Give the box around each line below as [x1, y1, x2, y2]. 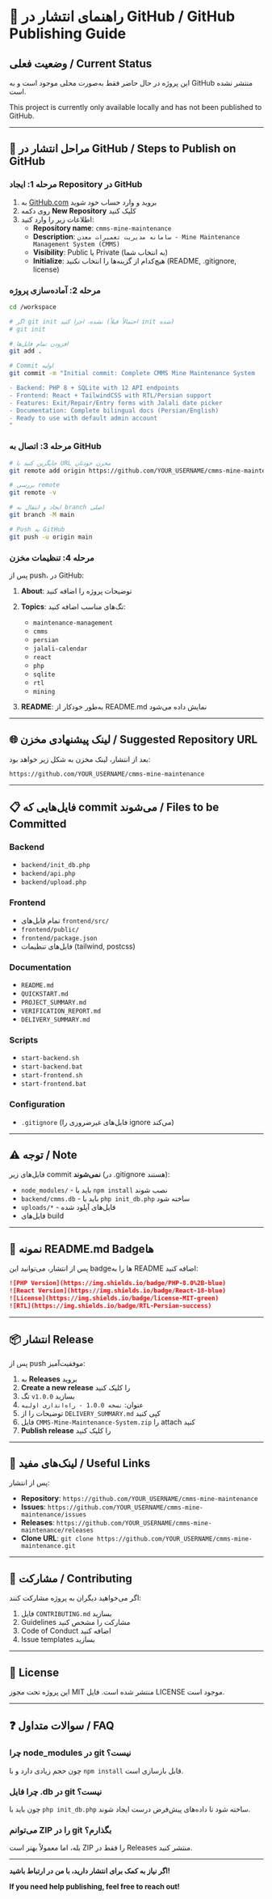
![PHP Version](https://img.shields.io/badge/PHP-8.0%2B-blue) [9, 1279, 227, 1288]
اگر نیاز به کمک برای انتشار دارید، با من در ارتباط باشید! [9, 1866, 170, 1876]
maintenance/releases [20, 1526, 94, 1535]
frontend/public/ [20, 925, 80, 933]
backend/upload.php [20, 878, 87, 886]
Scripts [9, 1034, 39, 1046]
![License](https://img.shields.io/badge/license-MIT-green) [9, 1294, 220, 1303]
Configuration [9, 1099, 65, 1110]
